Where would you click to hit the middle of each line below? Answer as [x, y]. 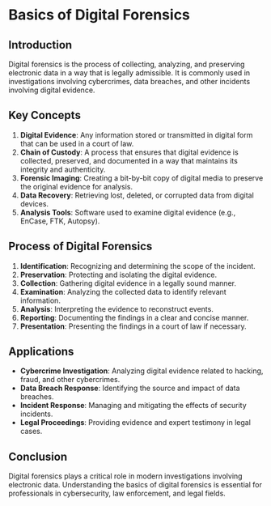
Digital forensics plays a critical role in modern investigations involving [125, 476]
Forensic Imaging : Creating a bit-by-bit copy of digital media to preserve [142, 178]
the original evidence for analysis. [76, 186]
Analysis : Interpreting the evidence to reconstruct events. [117, 308]
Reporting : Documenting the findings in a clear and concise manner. [134, 317]
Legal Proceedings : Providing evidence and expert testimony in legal [135, 423]
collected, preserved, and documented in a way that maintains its [129, 160]
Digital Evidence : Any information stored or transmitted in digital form [136, 134]
